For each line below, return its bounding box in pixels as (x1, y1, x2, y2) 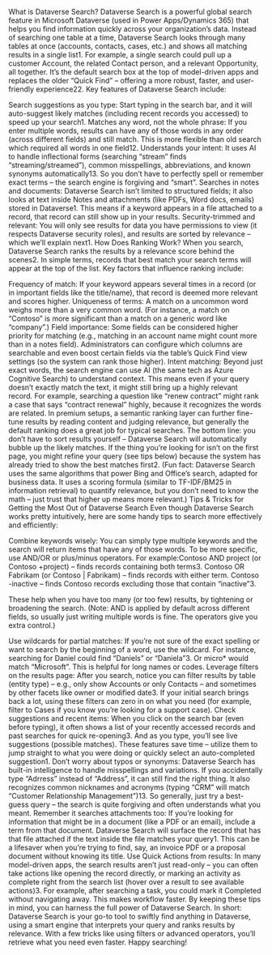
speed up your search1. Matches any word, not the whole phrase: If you (8, 117, 248, 126)
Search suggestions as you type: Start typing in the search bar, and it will (8, 100, 253, 109)
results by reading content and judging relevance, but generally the (25, 417, 249, 426)
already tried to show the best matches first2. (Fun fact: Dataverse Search (8, 460, 256, 469)
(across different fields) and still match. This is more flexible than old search (8, 134, 261, 144)
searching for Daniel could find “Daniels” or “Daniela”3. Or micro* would (8, 654, 249, 663)
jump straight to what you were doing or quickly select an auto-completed (8, 748, 255, 757)
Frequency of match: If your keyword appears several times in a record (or (8, 279, 257, 288)
